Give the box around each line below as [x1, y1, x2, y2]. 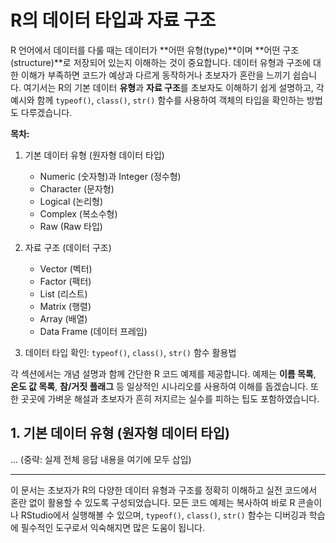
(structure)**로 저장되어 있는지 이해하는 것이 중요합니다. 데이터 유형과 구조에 [10, 56, 311, 68]
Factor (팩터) [39, 275, 92, 287]
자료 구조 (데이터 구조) [24, 241, 112, 253]
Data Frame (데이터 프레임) [39, 325, 148, 337]
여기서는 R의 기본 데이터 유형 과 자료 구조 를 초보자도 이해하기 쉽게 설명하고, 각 [23, 81, 325, 93]
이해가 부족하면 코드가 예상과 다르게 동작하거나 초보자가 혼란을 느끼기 [20, 69, 291, 81]
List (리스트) [39, 287, 88, 300]
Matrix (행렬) [39, 300, 92, 312]
